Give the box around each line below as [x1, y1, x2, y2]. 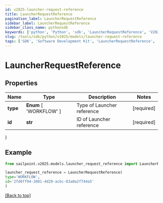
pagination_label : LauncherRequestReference [5, 16, 97, 21]
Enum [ [26, 102, 43, 109]
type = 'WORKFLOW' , [5, 175, 40, 180]
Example [5, 148, 32, 157]
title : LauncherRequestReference [5, 12, 73, 17]
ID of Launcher [76, 115, 111, 122]
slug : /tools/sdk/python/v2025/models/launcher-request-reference [5, 35, 142, 39]
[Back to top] [5, 192, 31, 198]
